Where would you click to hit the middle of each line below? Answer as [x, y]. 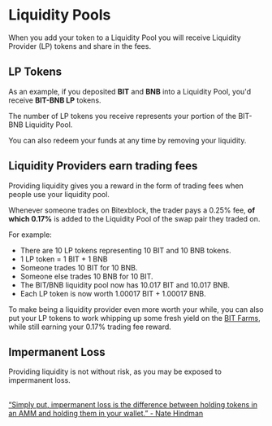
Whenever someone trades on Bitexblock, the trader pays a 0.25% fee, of [132, 210]
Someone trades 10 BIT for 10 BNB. [79, 267]
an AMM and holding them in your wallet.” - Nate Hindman [106, 414]
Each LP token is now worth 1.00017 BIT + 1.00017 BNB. [113, 293]
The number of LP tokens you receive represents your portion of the [123, 116]
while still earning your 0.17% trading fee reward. [90, 327]
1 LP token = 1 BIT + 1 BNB [64, 259]
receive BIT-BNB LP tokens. [55, 100]
